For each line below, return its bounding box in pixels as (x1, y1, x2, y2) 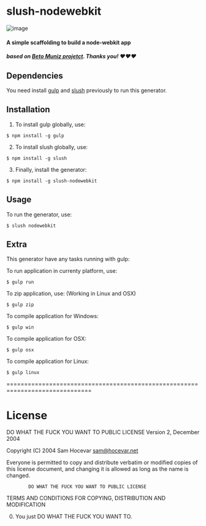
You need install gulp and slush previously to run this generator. (6, 86, 167, 94)
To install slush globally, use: (15, 143, 88, 151)
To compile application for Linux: (6, 357, 89, 365)
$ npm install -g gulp (6, 132, 64, 139)
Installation (6, 104, 50, 115)
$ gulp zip (6, 302, 34, 308)
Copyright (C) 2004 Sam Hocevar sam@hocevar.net (6, 447, 139, 454)
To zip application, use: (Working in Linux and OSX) (6, 290, 136, 297)
